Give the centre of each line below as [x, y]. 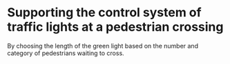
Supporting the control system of [104, 13]
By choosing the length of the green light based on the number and [103, 46]
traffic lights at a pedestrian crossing [115, 27]
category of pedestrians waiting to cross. [66, 53]
